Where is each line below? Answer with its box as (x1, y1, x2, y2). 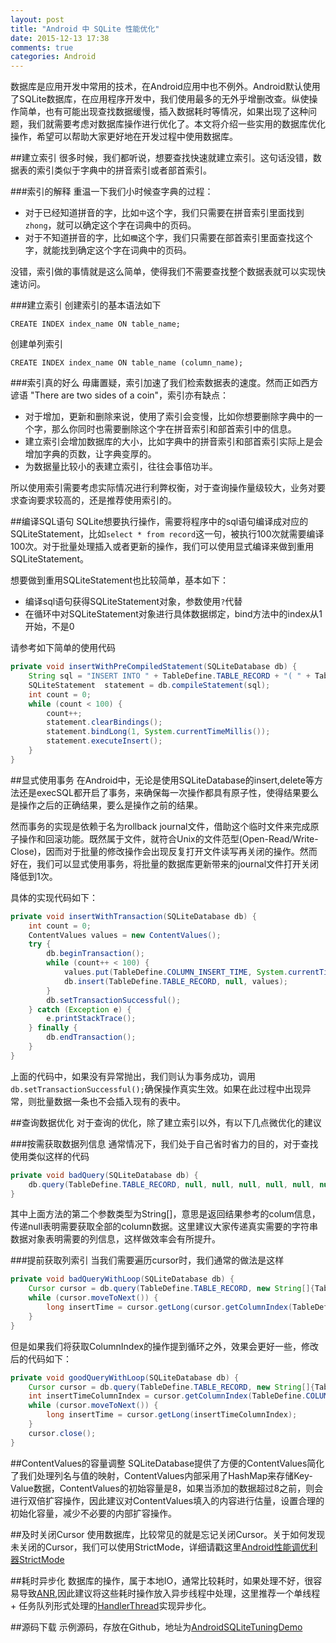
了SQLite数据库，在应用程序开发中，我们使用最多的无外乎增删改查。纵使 (10, 93, 310, 105)
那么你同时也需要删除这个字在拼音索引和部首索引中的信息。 (51, 423, 297, 435)
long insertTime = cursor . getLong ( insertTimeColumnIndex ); (46, 1410, 298, 1420)
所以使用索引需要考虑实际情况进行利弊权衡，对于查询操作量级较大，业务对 (10, 482, 317, 494)
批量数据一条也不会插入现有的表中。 (36, 1095, 186, 1107)
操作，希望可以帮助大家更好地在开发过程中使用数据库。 (10, 131, 238, 143)
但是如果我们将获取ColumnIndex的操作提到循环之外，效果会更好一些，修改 (10, 1340, 319, 1352)
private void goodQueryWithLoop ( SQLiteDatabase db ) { (10, 1372, 240, 1383)
